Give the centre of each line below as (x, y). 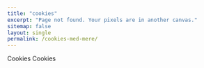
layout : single (29, 33)
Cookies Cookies (32, 58)
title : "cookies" (32, 13)
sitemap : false (29, 26)
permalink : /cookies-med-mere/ (53, 39)
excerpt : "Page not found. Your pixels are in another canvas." (102, 20)
